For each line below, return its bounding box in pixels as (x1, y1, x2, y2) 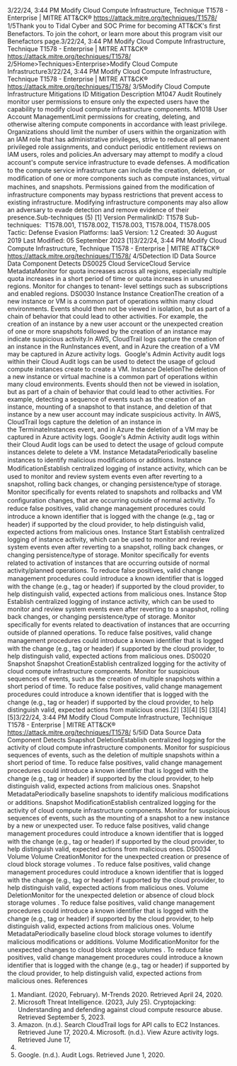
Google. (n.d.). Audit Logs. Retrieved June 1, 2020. (17, 1050, 166, 1059)
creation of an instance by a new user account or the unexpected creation (7, 319, 224, 328)
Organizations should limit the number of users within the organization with (7, 128, 226, 136)
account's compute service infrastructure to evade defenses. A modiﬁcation (7, 158, 230, 166)
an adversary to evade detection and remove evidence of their (7, 206, 190, 214)
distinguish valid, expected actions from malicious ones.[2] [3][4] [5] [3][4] (7, 705, 226, 714)
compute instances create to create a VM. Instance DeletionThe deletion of (7, 365, 226, 373)
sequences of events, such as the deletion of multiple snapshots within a (7, 751, 220, 759)
